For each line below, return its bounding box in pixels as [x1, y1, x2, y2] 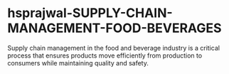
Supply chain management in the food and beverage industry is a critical [7, 43, 220, 52]
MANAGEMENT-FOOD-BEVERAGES [7, 20, 222, 36]
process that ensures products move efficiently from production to [7, 51, 203, 60]
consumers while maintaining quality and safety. [7, 58, 149, 67]
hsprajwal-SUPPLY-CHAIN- [7, 5, 173, 21]
